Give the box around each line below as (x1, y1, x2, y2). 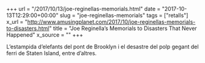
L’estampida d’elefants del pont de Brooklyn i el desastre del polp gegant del (6, 43, 199, 50)
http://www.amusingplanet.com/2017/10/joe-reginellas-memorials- (27, 18, 196, 25)
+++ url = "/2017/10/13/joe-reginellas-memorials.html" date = (6, 6, 161, 12)
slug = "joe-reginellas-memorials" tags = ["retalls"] (59, 12, 188, 19)
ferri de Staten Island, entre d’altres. (6, 50, 97, 57)
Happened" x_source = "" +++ (6, 31, 84, 39)
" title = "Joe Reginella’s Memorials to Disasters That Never (48, 24, 197, 32)
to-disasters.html (6, 24, 50, 32)
